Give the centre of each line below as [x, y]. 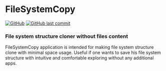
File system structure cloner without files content [67, 36]
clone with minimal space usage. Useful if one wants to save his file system [83, 53]
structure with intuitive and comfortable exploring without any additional [79, 58]
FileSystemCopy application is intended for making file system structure [79, 47]
